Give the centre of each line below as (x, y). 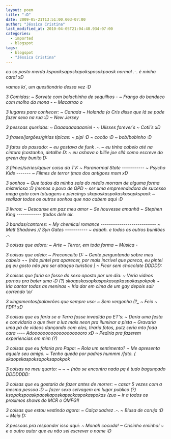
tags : (11, 48)
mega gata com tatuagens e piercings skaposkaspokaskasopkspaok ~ (80, 194)
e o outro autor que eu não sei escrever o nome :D (59, 431)
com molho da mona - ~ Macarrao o (44, 102)
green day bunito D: (27, 158)
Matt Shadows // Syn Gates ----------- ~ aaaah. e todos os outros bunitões (85, 230)
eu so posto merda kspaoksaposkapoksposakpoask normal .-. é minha (81, 72)
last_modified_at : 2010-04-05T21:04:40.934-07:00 (60, 29)
